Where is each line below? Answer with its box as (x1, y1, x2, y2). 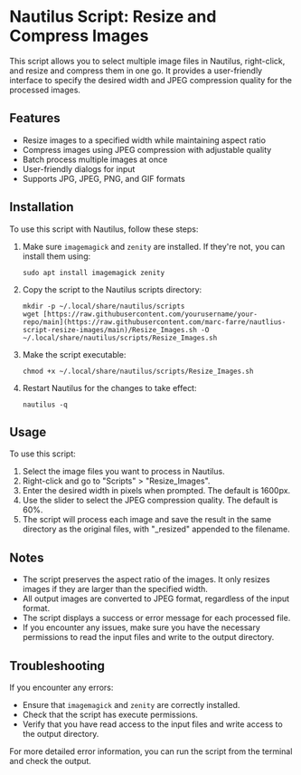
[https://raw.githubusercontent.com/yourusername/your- (42, 310, 259, 319)
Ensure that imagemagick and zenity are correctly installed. (22, 700, 240, 710)
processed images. (9, 84, 81, 95)
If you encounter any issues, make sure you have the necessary (22, 622, 260, 633)
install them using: (22, 251, 91, 262)
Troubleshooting (9, 658, 106, 674)
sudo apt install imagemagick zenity (22, 268, 165, 277)
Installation (9, 199, 74, 215)
